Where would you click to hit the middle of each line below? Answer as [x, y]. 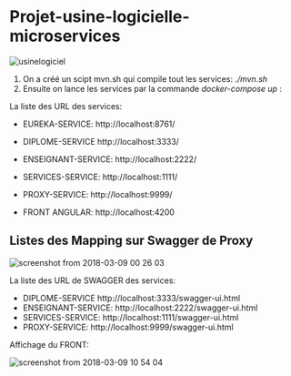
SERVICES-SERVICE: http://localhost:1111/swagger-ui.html [130, 317]
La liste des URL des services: [66, 106]
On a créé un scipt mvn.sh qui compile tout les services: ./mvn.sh [145, 78]
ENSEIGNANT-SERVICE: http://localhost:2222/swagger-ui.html [140, 308]
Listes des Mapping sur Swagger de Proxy [131, 241]
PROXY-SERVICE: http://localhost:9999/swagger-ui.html [128, 327]
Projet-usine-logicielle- [100, 17]
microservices [65, 36]
